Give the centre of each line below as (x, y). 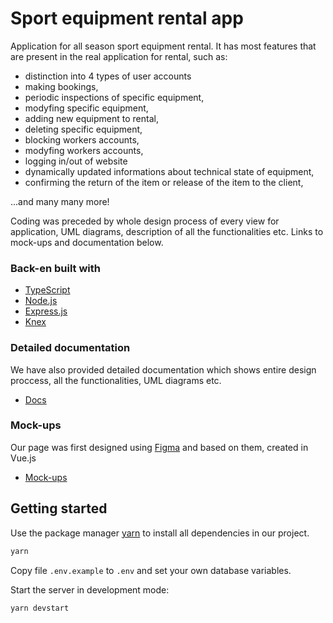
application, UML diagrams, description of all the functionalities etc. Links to (167, 231)
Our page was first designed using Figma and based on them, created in (159, 447)
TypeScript (47, 290)
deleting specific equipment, (83, 129)
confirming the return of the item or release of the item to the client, (164, 182)
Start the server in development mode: (90, 589)
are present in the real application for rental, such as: (119, 56)
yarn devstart (40, 608)
